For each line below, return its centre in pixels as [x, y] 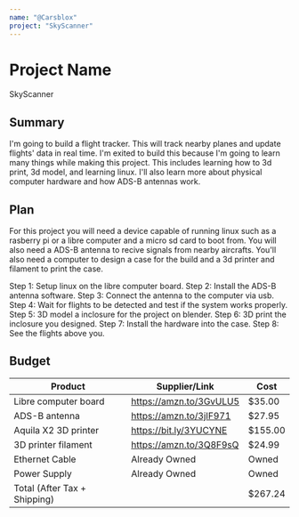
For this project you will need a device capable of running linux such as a [143, 231]
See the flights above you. [57, 334]
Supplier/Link [186, 386]
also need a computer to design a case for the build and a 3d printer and [142, 260]
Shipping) [34, 499]
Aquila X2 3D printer [57, 430]
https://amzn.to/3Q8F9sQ [185, 444]
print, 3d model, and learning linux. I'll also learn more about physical [136, 172]
